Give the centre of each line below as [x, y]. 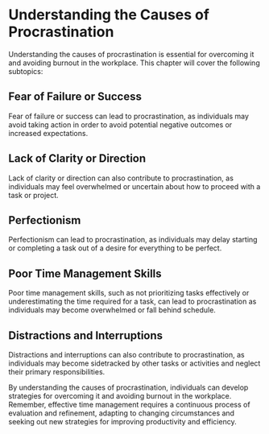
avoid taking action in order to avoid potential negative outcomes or [120, 124]
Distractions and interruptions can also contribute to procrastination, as [126, 355]
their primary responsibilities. [57, 372]
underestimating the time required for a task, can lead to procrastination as [132, 302]
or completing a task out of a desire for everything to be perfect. [115, 248]
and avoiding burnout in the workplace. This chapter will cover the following [134, 63]
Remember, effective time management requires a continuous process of [130, 405]
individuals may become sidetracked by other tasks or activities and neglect [134, 363]
